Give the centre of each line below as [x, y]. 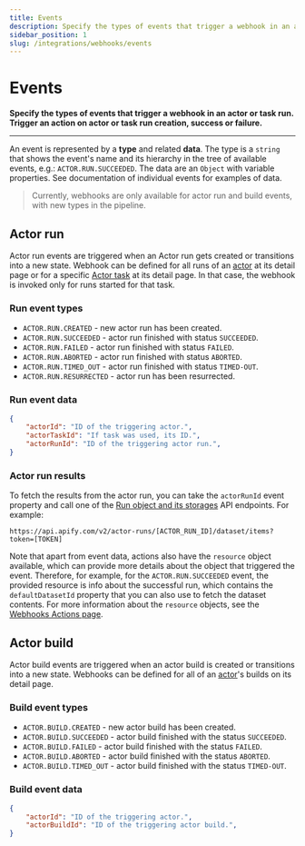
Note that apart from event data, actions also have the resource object [141, 556]
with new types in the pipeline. [89, 205]
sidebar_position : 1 [49, 35]
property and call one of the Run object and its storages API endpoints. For [149, 505]
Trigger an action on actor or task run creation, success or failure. [136, 123]
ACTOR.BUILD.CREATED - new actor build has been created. [129, 727]
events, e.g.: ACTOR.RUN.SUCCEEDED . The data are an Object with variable [142, 168]
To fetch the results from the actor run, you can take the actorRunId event [147, 495]
